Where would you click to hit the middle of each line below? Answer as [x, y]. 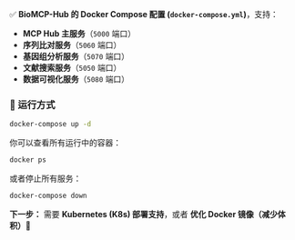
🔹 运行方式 [33, 105]
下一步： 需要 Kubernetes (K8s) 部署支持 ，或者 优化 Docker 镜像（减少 [143, 214]
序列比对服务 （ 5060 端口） [72, 45]
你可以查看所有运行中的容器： [65, 143]
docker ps [28, 160]
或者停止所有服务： [46, 179]
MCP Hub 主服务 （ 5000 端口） [79, 34]
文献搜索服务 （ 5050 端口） [72, 68]
